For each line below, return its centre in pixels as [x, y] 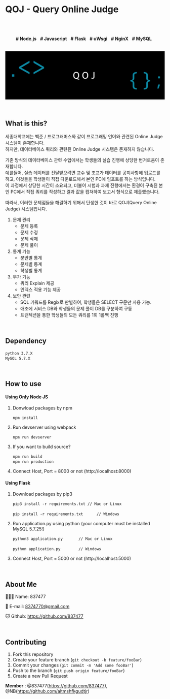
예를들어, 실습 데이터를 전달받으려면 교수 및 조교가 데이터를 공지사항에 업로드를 [83, 172]
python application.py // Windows [57, 549]
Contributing [26, 642]
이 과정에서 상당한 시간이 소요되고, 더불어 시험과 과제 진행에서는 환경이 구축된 [81, 185]
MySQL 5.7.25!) [28, 529]
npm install [25, 418]
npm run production [33, 462]
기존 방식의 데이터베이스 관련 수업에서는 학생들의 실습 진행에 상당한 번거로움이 [82, 160]
